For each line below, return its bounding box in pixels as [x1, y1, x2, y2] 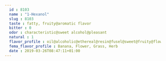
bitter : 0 [9, 26, 32, 30]
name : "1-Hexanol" [9, 12, 50, 17]
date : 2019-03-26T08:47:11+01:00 [9, 48, 80, 53]
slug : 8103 [9, 16, 34, 21]
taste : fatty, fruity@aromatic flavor [9, 21, 92, 26]
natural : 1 [9, 35, 34, 40]
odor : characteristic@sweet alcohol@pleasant [9, 30, 107, 35]
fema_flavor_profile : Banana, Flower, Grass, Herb [9, 44, 118, 49]
